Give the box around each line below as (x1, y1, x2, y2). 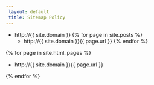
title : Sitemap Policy (8, 14, 66, 20)
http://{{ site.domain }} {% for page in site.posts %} (14, 31, 143, 38)
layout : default (8, 8, 50, 15)
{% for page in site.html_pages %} (5, 49, 92, 56)
